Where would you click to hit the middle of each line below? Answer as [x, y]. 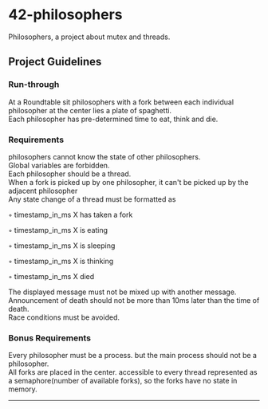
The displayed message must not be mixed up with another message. [122, 292]
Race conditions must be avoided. [64, 317]
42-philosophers [65, 15]
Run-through [34, 85]
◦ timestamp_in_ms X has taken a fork [71, 214]
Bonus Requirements [50, 338]
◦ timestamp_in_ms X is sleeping [62, 246]
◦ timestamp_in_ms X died [51, 276]
